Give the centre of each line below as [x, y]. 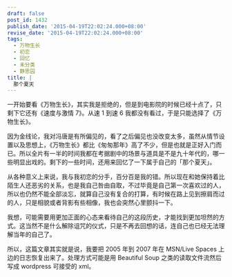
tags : [15, 39]
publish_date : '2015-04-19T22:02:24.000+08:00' [77, 26]
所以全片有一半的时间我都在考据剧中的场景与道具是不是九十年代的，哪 [119, 154]
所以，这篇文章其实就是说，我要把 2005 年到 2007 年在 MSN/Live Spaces [112, 249]
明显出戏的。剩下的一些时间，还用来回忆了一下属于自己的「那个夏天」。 [114, 162]
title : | [20, 78]
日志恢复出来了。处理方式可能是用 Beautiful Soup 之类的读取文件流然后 [120, 258]
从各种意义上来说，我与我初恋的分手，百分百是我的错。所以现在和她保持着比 [116, 177]
